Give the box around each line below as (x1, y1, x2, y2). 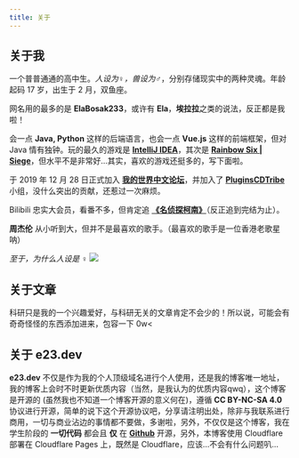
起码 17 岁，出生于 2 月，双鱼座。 (9, 84, 132, 95)
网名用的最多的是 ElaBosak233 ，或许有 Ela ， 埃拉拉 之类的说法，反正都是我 (9, 103, 286, 114)
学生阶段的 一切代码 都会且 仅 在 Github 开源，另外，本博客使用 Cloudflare (9, 428, 283, 438)
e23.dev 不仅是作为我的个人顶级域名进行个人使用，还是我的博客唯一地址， (9, 373, 285, 383)
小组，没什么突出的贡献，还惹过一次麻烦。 (9, 186, 166, 197)
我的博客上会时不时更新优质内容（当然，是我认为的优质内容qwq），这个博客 (9, 383, 287, 394)
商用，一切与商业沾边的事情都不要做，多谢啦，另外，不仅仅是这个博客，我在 (9, 417, 290, 428)
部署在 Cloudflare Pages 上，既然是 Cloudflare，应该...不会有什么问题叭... (9, 439, 279, 450)
